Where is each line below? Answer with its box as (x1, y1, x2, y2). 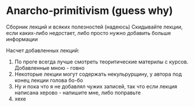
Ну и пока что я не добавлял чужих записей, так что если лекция (14, 83, 178, 90)
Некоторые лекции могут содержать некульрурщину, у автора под (14, 70, 182, 77)
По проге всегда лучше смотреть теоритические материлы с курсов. (14, 58, 189, 65)
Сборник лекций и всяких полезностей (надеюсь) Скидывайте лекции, (6, 23, 183, 30)
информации (6, 35, 38, 42)
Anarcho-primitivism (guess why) (6, 4, 173, 17)
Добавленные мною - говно (14, 64, 85, 71)
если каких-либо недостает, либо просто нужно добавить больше (6, 29, 171, 36)
